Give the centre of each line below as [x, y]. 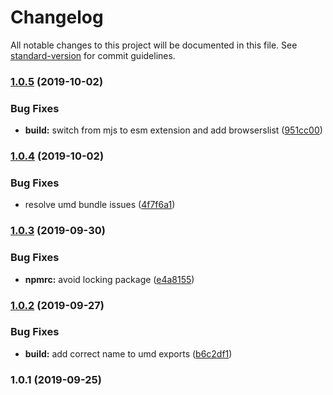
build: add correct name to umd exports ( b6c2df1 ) [128, 353]
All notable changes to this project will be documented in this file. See [154, 45]
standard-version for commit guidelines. [93, 55]
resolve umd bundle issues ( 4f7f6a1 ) [100, 205]
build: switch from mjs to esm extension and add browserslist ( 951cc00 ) [173, 130]
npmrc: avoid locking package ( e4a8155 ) [109, 279]
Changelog [57, 17]
